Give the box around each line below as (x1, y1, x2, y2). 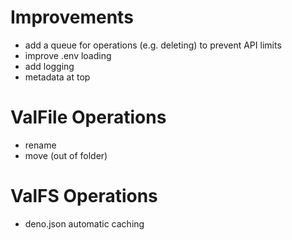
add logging (24, 60, 75, 72)
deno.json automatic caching (24, 217, 145, 230)
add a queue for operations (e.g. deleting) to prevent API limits (24, 39, 282, 51)
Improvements (10, 6, 134, 29)
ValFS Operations (10, 185, 158, 208)
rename (24, 139, 57, 151)
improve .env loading (24, 49, 112, 61)
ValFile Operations (10, 106, 167, 129)
